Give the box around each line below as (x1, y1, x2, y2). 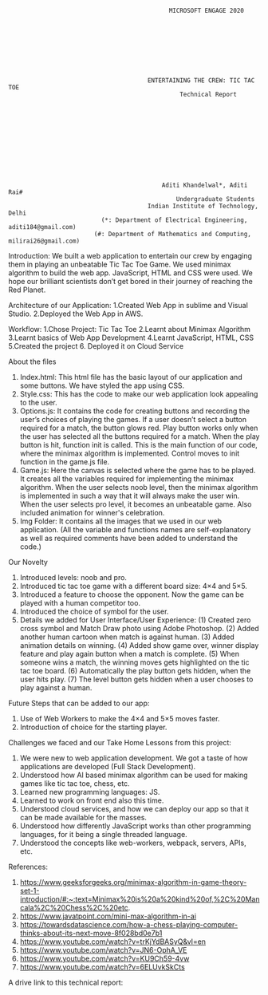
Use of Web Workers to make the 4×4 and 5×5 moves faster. (19, 714, 220, 723)
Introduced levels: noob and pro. (19, 573, 128, 582)
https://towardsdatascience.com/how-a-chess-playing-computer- (19, 920, 238, 929)
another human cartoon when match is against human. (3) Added (19, 632, 235, 642)
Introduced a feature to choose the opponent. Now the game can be (19, 590, 245, 599)
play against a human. (19, 683, 93, 693)
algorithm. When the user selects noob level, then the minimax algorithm (19, 483, 258, 492)
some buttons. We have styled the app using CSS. (19, 381, 185, 390)
